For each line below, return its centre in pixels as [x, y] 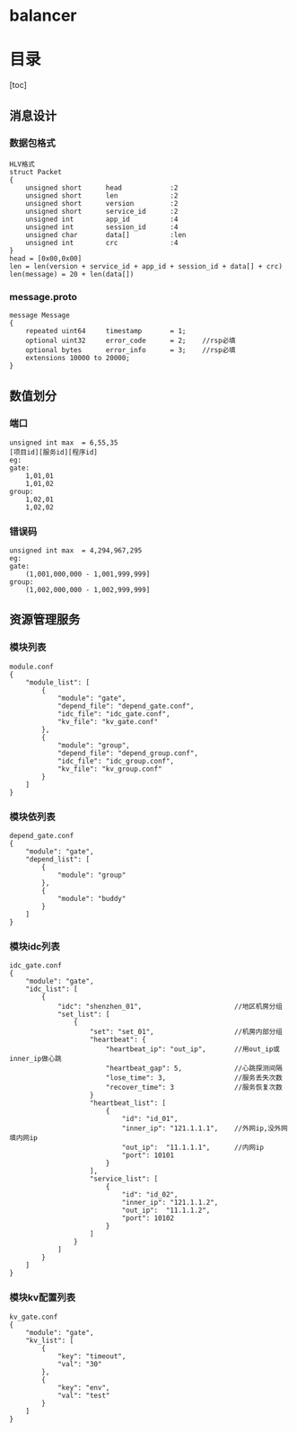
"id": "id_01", [150, 1119]
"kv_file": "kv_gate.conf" [108, 721]
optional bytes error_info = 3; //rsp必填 [131, 350]
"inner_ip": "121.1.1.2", [170, 1203]
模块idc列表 [35, 946]
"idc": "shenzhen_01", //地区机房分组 [170, 1007]
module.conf [31, 667]
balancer [44, 16]
